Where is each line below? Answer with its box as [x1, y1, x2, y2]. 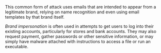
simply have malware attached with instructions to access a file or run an [5, 39, 151, 44]
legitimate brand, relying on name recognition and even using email [5, 9, 140, 15]
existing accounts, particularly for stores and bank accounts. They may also [5, 29, 157, 34]
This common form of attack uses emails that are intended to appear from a [5, 4, 156, 10]
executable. [5, 44, 29, 49]
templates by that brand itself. [5, 14, 64, 20]
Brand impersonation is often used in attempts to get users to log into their [5, 23, 154, 29]
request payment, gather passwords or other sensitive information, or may [5, 33, 154, 39]
